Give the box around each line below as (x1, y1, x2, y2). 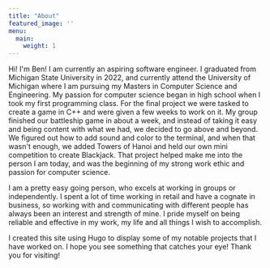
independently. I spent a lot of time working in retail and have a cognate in (8, 192, 255, 202)
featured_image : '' (8, 19, 75, 28)
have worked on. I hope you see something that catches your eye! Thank (8, 242, 252, 252)
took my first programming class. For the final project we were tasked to (8, 99, 249, 108)
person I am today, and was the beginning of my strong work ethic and (8, 159, 245, 168)
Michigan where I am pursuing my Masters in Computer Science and (8, 82, 238, 91)
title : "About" (8, 11, 60, 20)
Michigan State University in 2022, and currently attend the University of (8, 73, 251, 83)
